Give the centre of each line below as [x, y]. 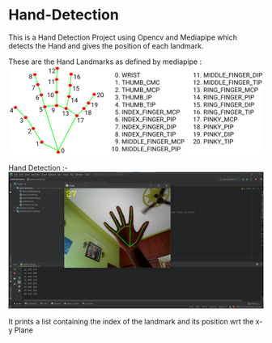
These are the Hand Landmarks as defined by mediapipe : [105, 61]
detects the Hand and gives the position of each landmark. [106, 45]
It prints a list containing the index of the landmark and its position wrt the [131, 321]
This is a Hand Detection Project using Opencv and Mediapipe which [123, 37]
